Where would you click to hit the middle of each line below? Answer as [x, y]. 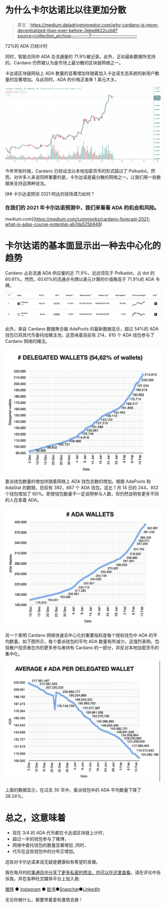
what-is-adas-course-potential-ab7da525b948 [53, 224]
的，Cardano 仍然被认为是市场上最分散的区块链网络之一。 [64, 63]
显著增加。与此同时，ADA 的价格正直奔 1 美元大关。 [66, 79]
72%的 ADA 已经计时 [26, 46]
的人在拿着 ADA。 [23, 500]
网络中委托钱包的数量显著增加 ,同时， [50, 845]
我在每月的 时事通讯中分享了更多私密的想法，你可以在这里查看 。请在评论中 [81, 872]
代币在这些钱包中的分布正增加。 [45, 851]
